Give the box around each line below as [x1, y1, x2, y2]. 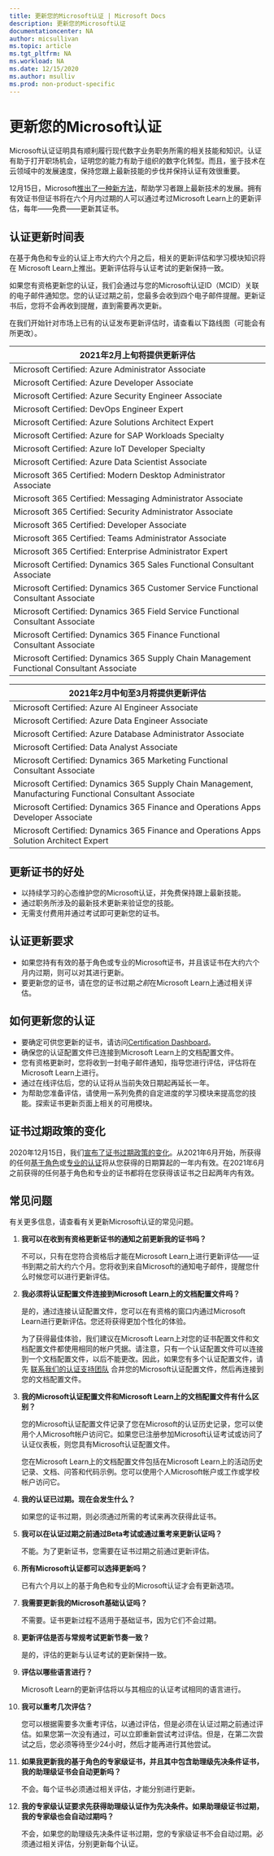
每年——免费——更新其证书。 [23, 204, 124, 214]
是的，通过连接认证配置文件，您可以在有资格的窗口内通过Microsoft [20, 1306, 246, 1316]
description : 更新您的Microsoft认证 [9, 20, 126, 28]
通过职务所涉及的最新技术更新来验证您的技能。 [20, 898, 178, 908]
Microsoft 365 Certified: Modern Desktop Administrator [13, 469, 226, 481]
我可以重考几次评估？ [20, 1701, 93, 1712]
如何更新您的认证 [9, 1014, 95, 1028]
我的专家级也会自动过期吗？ [20, 1811, 115, 1822]
